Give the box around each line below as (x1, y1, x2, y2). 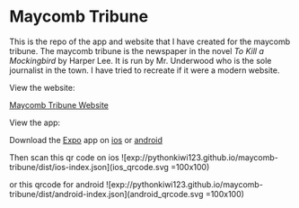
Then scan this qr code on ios (9, 151, 119, 163)
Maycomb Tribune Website (9, 99, 110, 110)
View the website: (9, 82, 75, 93)
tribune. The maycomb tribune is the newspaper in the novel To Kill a (9, 45, 265, 56)
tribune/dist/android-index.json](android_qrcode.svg (9, 188, 204, 199)
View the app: (9, 117, 61, 128)
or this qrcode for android (9, 178, 105, 190)
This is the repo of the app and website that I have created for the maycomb (9, 36, 291, 47)
